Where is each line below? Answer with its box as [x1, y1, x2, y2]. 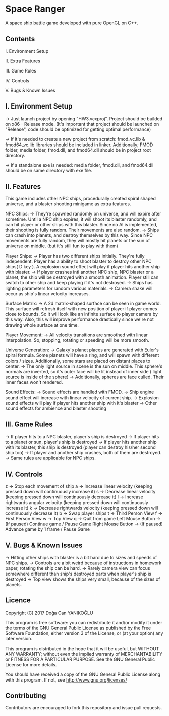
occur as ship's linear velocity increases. [5, 291, 90, 297]
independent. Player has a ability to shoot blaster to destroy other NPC [5, 258, 152, 264]
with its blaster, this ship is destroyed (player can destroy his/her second [5, 444, 156, 450]
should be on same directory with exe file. [5, 167, 92, 173]
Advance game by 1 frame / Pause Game [5, 526, 90, 532]
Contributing [5, 692, 46, 700]
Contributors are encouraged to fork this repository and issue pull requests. [5, 705, 162, 711]
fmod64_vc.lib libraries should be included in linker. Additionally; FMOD [5, 141, 153, 148]
